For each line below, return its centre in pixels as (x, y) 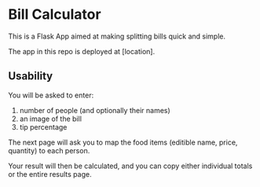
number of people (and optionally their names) (95, 110)
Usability (31, 76)
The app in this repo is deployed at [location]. (82, 51)
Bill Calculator (55, 15)
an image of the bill (51, 119)
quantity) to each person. (49, 150)
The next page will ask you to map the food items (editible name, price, (123, 142)
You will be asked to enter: (51, 95)
